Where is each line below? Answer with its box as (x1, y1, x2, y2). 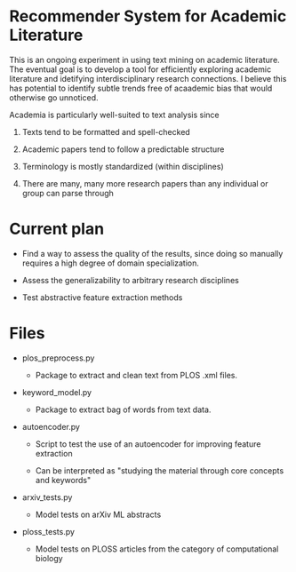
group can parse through (21, 187, 114, 198)
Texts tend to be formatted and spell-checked (21, 126, 191, 137)
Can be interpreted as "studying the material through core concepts (35, 465, 284, 476)
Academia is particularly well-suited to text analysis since (9, 109, 220, 120)
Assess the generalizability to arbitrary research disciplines (21, 274, 240, 285)
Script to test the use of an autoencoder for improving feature (35, 438, 261, 449)
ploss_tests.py (21, 526, 76, 536)
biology (35, 552, 64, 563)
